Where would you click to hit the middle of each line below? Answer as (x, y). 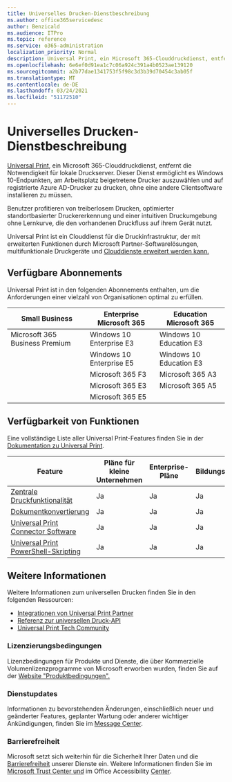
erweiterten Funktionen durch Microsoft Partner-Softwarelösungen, (103, 244)
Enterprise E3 (112, 343)
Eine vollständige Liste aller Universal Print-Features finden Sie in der (105, 438)
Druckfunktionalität (41, 500)
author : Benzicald (33, 26)
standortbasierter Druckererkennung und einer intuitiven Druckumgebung (112, 215)
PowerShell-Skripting (46, 551)
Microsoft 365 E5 (118, 397)
